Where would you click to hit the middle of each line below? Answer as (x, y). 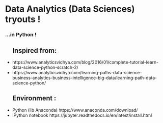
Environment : (34, 98)
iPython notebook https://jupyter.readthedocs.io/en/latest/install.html (82, 115)
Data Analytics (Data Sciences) (70, 9)
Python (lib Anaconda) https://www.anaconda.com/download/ (75, 110)
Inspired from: (34, 51)
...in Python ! (21, 35)
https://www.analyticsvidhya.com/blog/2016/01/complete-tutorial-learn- (85, 62)
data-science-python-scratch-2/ (45, 67)
